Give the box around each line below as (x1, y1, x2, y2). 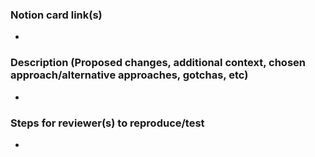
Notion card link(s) (10, 8, 103, 22)
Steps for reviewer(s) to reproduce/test (10, 116, 205, 130)
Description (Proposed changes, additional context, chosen (10, 56, 306, 70)
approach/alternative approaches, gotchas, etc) (10, 68, 249, 82)
